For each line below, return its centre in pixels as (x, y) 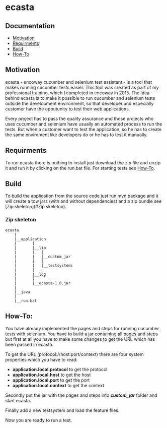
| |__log (30, 274)
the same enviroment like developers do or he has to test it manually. (76, 135)
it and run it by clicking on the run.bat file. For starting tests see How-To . (80, 168)
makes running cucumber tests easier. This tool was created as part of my (82, 87)
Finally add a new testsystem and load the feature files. (62, 410)
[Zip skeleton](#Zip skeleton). (36, 207)
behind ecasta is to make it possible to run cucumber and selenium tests (80, 98)
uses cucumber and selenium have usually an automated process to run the (84, 124)
